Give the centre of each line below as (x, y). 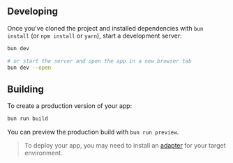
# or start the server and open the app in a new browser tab (99, 61)
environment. (43, 153)
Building (25, 89)
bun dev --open (29, 68)
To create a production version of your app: (70, 106)
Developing (32, 11)
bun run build (28, 119)
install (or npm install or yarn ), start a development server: (95, 36)
